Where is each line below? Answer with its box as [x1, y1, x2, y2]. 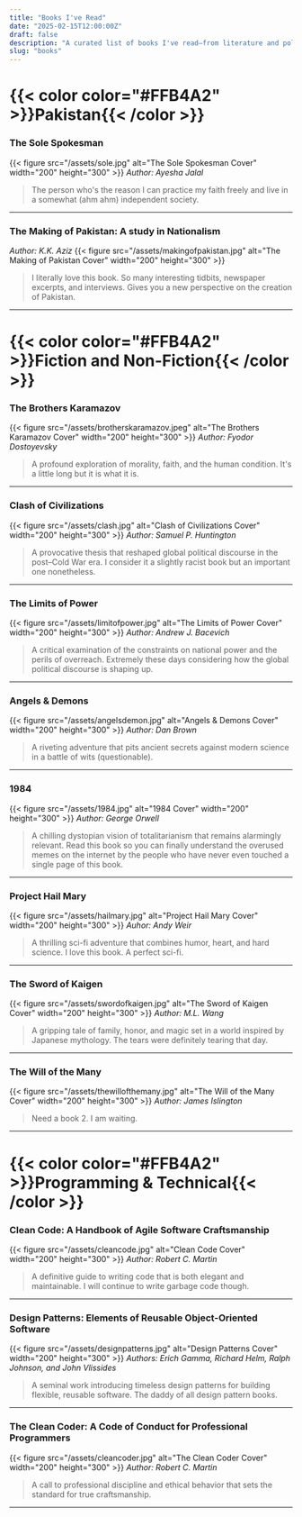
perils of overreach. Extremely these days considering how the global [31, 654, 289, 665]
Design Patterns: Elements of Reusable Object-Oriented [9, 1312, 258, 1324]
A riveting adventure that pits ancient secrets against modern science [31, 742, 289, 753]
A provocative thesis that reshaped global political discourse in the [31, 547, 279, 558]
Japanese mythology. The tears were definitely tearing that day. [31, 1035, 269, 1046]
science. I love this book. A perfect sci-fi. [31, 947, 184, 958]
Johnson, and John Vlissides [9, 1362, 117, 1374]
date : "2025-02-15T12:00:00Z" [9, 22, 123, 31]
